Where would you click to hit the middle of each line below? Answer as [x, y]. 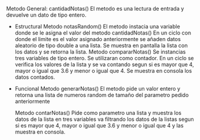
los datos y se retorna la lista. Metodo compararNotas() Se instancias [100, 52]
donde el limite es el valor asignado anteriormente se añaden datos [98, 39]
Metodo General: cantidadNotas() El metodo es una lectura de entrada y [95, 9]
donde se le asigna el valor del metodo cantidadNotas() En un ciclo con [103, 33]
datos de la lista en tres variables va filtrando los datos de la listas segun [104, 119]
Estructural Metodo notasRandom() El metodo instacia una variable [98, 27]
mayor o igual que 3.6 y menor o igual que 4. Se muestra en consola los [103, 71]
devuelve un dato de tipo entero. [46, 15]
